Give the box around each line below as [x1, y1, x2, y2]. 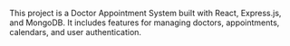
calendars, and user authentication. [9, 27, 142, 37]
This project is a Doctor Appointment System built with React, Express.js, [9, 8, 282, 18]
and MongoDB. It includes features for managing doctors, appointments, [9, 17, 280, 28]
